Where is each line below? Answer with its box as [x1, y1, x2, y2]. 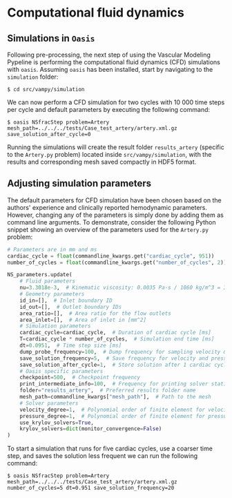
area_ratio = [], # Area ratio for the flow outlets [19, 309, 171, 317]
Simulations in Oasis [7, 32, 95, 44]
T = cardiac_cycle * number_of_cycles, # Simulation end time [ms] [19, 336, 215, 343]
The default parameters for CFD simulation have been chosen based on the [7, 195, 222, 204]
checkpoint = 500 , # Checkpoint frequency [19, 374, 140, 381]
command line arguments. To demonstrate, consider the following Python [7, 218, 216, 226]
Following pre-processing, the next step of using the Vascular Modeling [7, 50, 211, 59]
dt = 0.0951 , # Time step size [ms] [19, 342, 122, 349]
